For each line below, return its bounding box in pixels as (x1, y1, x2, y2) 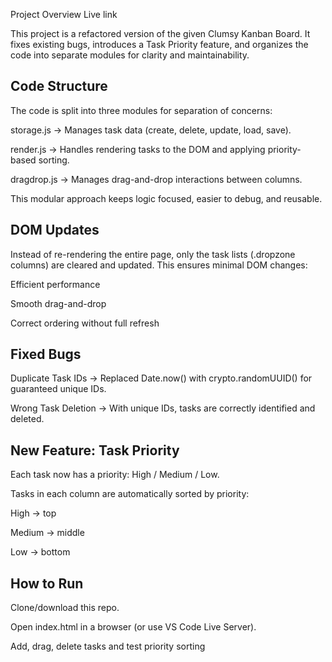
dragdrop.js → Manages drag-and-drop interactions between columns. (10, 173, 303, 185)
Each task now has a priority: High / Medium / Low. (10, 469, 220, 481)
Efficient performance (10, 278, 101, 290)
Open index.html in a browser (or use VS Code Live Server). (10, 621, 257, 633)
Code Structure (10, 78, 108, 95)
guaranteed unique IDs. (10, 383, 107, 395)
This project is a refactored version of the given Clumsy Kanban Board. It (10, 28, 311, 39)
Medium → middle (10, 527, 85, 539)
